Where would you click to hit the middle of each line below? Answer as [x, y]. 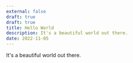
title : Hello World [30, 28]
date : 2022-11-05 [27, 38]
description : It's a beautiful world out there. [67, 33]
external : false [26, 11]
